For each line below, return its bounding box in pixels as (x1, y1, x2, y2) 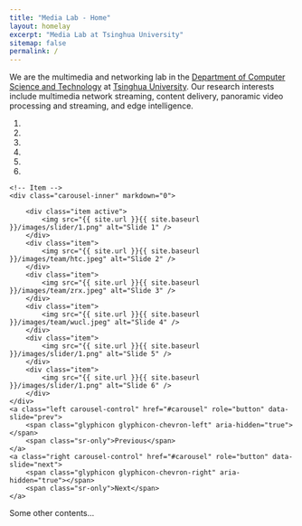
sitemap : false (9, 38, 67, 48)
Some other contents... (9, 508, 95, 519)
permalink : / (9, 47, 59, 56)
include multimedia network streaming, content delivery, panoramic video (9, 91, 284, 102)
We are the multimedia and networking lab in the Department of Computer (9, 71, 286, 82)
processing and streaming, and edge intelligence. (9, 100, 194, 111)
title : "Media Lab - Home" (9, 13, 111, 23)
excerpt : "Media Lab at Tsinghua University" (9, 30, 184, 39)
